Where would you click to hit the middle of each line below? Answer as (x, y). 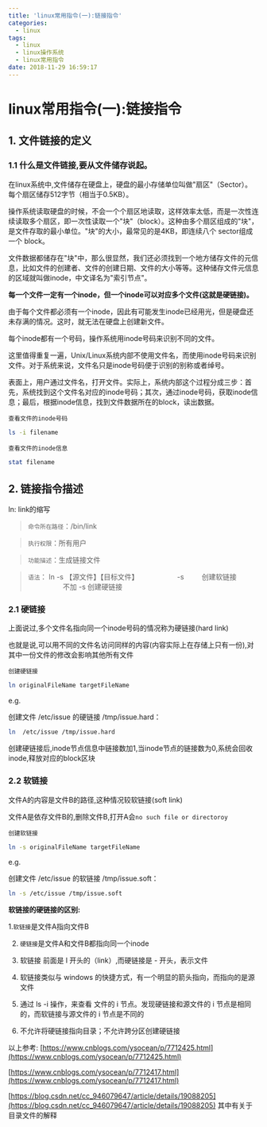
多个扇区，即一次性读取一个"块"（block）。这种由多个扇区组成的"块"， (144, 221)
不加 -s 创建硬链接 (93, 587)
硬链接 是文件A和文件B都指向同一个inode (84, 943)
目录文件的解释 (33, 1115)
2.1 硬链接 (27, 610)
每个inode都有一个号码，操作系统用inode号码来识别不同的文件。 (114, 338)
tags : (17, 38)
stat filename (32, 462)
